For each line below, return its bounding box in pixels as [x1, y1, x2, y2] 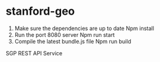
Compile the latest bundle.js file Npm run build [14, 37, 132, 45]
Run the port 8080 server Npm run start [14, 31, 115, 38]
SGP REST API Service [5, 49, 62, 56]
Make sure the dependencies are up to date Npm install [14, 25, 155, 32]
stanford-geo [5, 4, 75, 18]
